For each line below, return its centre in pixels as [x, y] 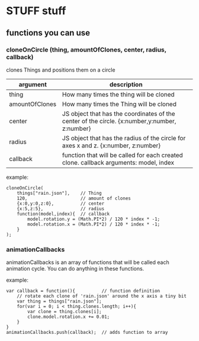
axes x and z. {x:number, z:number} [111, 145]
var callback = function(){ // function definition [83, 291]
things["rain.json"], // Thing [59, 193]
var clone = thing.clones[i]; [65, 312]
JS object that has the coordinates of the [119, 114]
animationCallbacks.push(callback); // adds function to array [87, 333]
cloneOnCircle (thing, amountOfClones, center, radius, [86, 50]
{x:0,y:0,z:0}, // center [61, 203]
